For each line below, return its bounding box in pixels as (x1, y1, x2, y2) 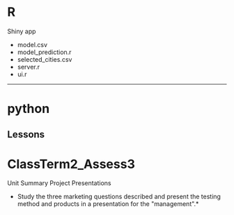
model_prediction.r (17, 48, 72, 56)
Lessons (7, 128, 45, 140)
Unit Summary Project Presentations (7, 179, 111, 187)
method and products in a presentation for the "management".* (17, 200, 199, 208)
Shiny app (7, 27, 36, 35)
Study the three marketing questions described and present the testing (17, 192, 221, 201)
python (7, 101, 50, 117)
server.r (17, 62, 40, 71)
